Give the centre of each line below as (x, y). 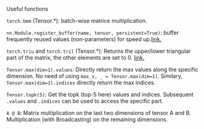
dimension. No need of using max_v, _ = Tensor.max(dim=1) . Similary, (94, 76)
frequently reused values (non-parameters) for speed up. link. (84, 39)
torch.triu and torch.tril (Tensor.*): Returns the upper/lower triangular (99, 51)
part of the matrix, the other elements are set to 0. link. (76, 57)
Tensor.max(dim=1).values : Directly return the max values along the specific (102, 69)
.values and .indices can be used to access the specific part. (85, 101)
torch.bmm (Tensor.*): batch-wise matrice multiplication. (77, 21)
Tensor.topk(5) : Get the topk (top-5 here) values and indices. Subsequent (100, 94)
